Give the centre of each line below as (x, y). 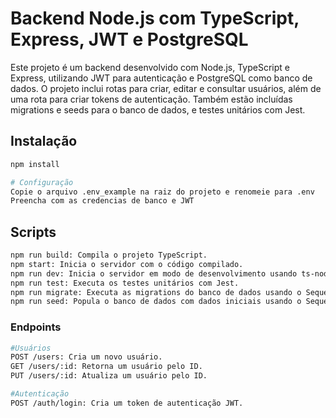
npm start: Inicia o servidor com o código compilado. (127, 264)
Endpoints (36, 327)
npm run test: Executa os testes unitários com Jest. (125, 283)
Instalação (44, 141)
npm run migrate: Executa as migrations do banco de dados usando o (156, 292)
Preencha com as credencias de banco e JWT (102, 201)
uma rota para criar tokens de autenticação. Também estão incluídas (151, 99)
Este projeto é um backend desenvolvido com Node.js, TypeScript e (150, 67)
